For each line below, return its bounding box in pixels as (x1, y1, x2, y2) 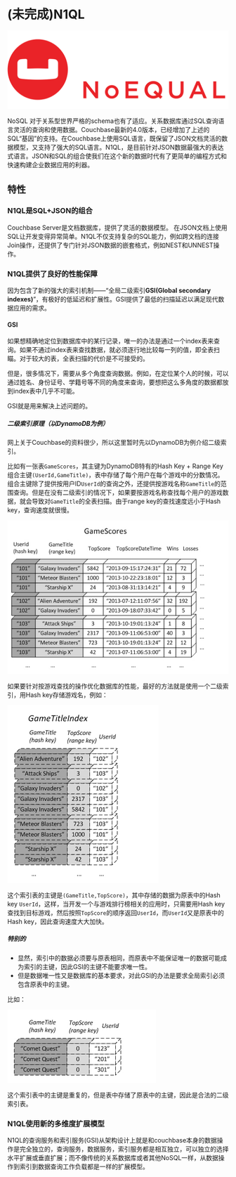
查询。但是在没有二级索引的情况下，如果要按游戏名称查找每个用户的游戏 (13, 488, 223, 497)
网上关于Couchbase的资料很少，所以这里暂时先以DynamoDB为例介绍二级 (7, 438, 221, 447)
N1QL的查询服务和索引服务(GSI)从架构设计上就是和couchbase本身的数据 (7, 1136, 218, 1145)
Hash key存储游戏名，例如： (25, 690, 108, 699)
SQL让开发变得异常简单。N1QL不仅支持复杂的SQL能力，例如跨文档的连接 (7, 232, 220, 240)
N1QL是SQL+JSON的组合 (7, 206, 93, 216)
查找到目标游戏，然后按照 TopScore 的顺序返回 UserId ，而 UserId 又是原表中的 (7, 908, 225, 917)
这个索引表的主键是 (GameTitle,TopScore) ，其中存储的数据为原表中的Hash (7, 890, 221, 899)
